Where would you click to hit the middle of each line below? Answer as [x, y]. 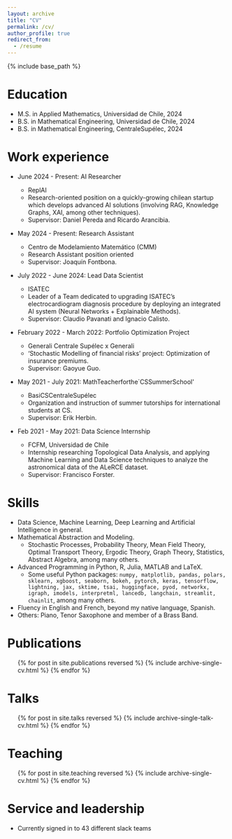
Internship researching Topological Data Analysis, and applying [119, 452]
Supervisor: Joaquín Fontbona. [72, 262]
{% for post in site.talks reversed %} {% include [86, 718]
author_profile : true [39, 33]
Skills [23, 503]
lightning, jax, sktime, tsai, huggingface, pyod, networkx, [118, 587]
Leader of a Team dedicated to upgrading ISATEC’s [101, 296]
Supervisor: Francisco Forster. [71, 474]
